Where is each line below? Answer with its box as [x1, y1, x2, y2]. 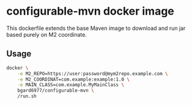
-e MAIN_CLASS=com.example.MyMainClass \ [17, 82, 124, 88]
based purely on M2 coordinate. [6, 31, 87, 38]
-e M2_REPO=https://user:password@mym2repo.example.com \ [17, 70, 168, 77]
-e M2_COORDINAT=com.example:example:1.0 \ [17, 76, 130, 82]
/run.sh [17, 93, 37, 100]
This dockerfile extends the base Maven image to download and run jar [6, 24, 186, 32]
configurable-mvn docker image [6, 4, 174, 18]
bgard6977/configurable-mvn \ [17, 87, 95, 94]
